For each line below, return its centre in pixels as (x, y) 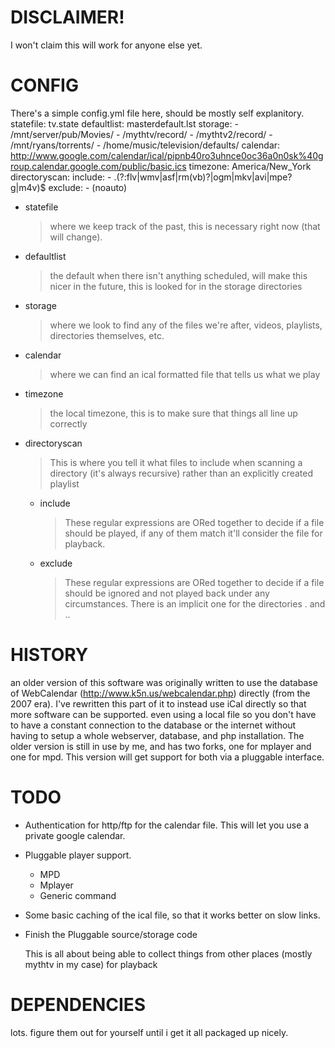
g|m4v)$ (28, 187)
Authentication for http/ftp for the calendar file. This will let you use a (167, 825)
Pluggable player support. (78, 855)
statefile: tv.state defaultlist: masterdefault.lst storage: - (124, 123)
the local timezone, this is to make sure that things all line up (173, 413)
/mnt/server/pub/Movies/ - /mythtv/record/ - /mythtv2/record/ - (141, 134)
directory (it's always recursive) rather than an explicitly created (181, 473)
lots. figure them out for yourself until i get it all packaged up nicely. (149, 1032)
